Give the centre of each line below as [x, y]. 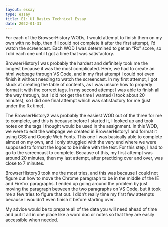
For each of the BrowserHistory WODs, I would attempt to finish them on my [84, 38]
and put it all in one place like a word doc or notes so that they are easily [80, 215]
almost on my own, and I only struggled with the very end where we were [81, 142]
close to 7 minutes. [25, 163]
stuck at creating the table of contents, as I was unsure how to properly [79, 85]
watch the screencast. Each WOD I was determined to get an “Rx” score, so [83, 48]
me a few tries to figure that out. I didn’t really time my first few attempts [80, 194]
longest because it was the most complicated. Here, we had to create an [80, 69]
